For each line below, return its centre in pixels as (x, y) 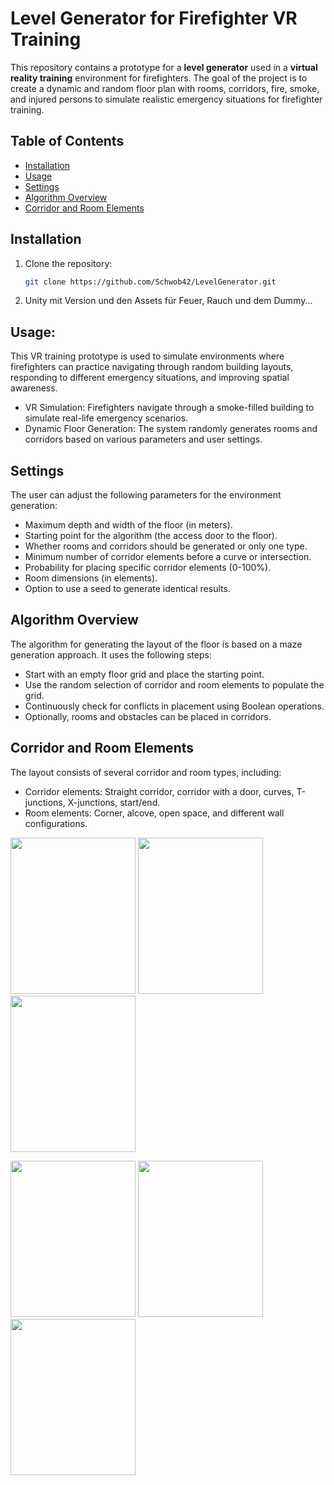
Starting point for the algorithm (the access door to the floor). (151, 536)
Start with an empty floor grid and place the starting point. (144, 674)
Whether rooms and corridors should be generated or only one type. (166, 546)
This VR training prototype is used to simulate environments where (147, 356)
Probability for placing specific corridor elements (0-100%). (148, 568)
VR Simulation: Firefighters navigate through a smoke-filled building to (169, 408)
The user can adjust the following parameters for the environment (146, 495)
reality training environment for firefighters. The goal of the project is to (159, 78)
